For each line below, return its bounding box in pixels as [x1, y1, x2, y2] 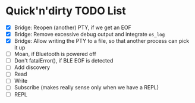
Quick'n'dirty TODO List [5, 4, 126, 18]
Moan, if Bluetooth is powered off [14, 51, 96, 58]
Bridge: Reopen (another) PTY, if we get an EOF [14, 24, 132, 31]
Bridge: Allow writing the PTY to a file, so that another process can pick [14, 38, 190, 45]
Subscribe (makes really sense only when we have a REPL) [14, 84, 159, 91]
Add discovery [14, 64, 51, 71]
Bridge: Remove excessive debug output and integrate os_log [14, 31, 165, 38]
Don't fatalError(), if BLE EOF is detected [14, 57, 114, 64]
